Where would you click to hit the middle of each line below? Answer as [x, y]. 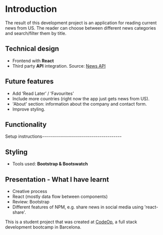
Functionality [26, 124]
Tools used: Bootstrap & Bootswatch [50, 164]
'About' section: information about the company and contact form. [80, 104]
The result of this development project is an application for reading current [81, 23]
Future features [29, 82]
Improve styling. [29, 109]
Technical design [32, 49]
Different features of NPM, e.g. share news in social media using [78, 207]
